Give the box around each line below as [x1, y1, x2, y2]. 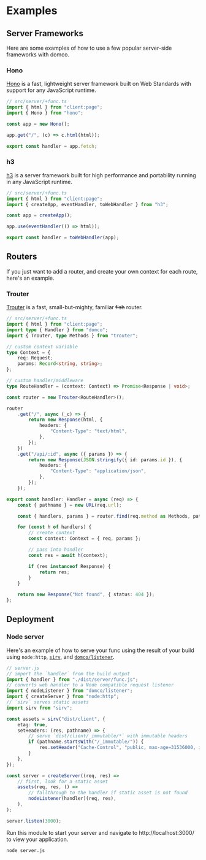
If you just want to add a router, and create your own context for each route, [6, 267, 198, 275]
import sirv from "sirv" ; [6, 705, 72, 711]
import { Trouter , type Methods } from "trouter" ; [6, 332, 139, 339]
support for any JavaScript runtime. [6, 86, 96, 94]
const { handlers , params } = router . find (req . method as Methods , [17, 513, 191, 519]
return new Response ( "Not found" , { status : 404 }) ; [17, 591, 155, 598]
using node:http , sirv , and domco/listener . [6, 653, 115, 660]
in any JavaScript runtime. [6, 178, 72, 185]
